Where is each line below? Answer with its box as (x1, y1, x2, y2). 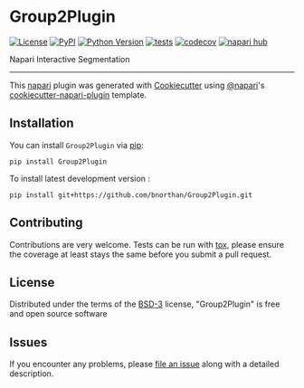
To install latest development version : (9, 173, 151, 184)
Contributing (9, 215, 83, 231)
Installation (9, 116, 74, 131)
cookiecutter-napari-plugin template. (9, 89, 147, 100)
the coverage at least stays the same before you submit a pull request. (9, 249, 272, 260)
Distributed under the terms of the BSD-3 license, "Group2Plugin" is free (9, 298, 280, 309)
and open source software (9, 308, 108, 319)
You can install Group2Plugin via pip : (9, 139, 145, 150)
